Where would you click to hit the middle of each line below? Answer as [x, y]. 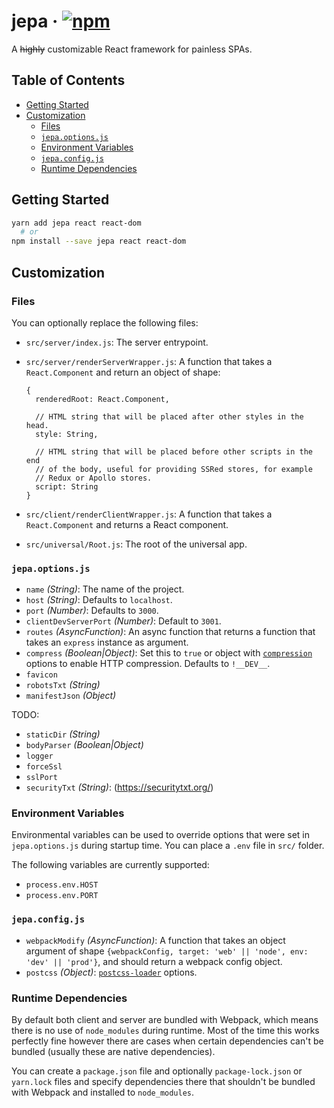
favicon [41, 675]
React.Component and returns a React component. [127, 524]
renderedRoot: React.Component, [102, 399]
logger [39, 756]
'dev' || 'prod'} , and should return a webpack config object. [154, 961]
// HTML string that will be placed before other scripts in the [174, 451]
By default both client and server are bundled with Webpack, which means [165, 1020]
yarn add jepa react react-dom [76, 223]
